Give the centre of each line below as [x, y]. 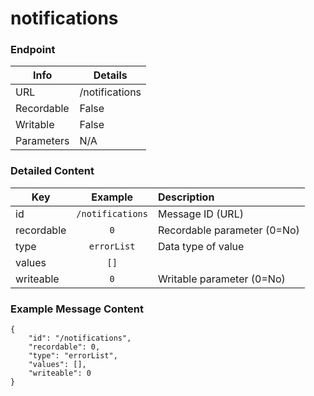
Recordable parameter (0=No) [228, 230]
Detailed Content [52, 171]
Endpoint [33, 50]
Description [186, 197]
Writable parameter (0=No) [221, 279]
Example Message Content [77, 309]
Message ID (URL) [200, 214]
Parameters [42, 141]
